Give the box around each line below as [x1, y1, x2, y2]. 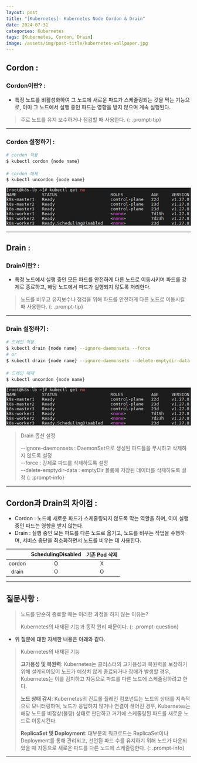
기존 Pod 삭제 [86, 551, 118, 558]
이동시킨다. [31, 717, 57, 724]
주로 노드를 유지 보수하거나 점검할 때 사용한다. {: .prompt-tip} [20, 116, 162, 123]
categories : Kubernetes [6, 28, 64, 34]
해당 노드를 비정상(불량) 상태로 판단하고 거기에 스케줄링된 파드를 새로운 [20, 710, 183, 717]
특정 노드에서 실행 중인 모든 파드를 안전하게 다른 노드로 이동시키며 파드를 [14, 276, 181, 283]
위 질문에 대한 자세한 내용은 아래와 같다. [14, 635, 106, 642]
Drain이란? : [6, 262, 40, 270]
